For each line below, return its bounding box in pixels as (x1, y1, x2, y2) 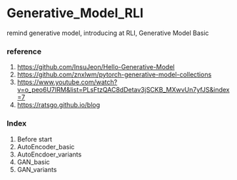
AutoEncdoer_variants (16, 150, 82, 159)
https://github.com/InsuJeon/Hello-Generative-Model (16, 63, 175, 71)
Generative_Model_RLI (6, 5, 144, 21)
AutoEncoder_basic (16, 142, 75, 151)
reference (6, 46, 42, 56)
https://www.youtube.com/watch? (16, 78, 118, 86)
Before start (16, 134, 53, 144)
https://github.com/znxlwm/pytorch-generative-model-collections (16, 70, 212, 79)
